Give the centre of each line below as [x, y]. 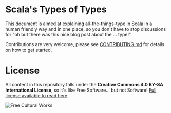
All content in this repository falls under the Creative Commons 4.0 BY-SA [84, 84]
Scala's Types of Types [56, 9]
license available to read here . [37, 95]
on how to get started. [29, 50]
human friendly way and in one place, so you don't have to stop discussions [85, 29]
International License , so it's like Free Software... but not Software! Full [81, 90]
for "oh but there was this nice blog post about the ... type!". [69, 34]
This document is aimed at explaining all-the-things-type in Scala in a [79, 24]
